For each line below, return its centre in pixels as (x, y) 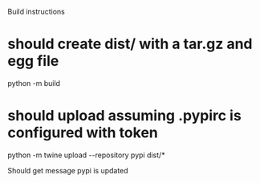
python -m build (34, 83)
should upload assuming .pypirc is (124, 116)
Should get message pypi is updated (68, 170)
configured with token (83, 133)
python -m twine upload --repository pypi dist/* (86, 155)
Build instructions (36, 12)
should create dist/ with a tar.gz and (130, 44)
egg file (33, 61)
